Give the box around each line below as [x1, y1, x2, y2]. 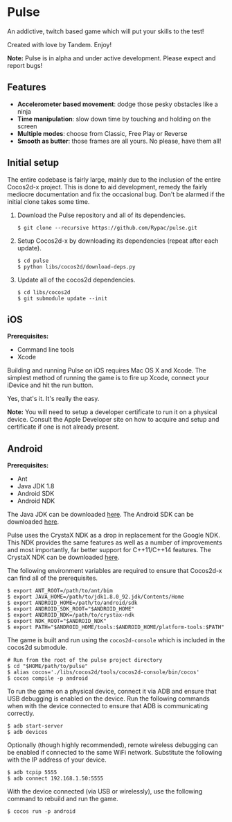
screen [17, 122, 37, 130]
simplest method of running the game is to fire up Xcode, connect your [7, 374, 210, 382]
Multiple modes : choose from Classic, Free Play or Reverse [17, 129, 188, 137]
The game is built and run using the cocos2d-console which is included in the [7, 636, 226, 644]
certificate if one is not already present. [7, 422, 120, 431]
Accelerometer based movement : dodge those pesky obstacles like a [17, 100, 218, 108]
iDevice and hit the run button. [7, 381, 93, 389]
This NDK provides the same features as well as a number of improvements [7, 538, 223, 547]
